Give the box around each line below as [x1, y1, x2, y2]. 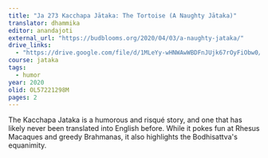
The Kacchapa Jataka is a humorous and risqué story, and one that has [8, 115, 242, 124]
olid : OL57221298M [8, 85, 69, 94]
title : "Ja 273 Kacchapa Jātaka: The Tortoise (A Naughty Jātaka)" [8, 11, 238, 20]
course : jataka [8, 57, 59, 65]
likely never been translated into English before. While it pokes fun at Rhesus [8, 124, 260, 133]
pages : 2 [8, 93, 37, 101]
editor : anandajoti [8, 26, 73, 34]
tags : [8, 64, 26, 72]
